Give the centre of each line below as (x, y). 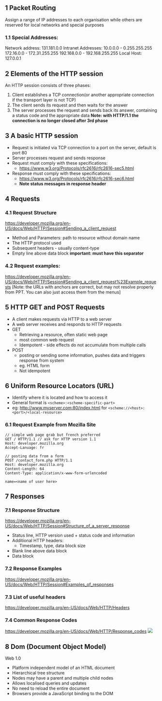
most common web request (46, 340)
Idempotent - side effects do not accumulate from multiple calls (82, 345)
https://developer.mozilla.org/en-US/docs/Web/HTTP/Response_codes (76, 632)
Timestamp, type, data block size (52, 546)
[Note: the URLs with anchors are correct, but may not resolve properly (83, 287)
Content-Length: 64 (25, 469)
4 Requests (22, 199)
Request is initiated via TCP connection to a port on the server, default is (84, 147)
